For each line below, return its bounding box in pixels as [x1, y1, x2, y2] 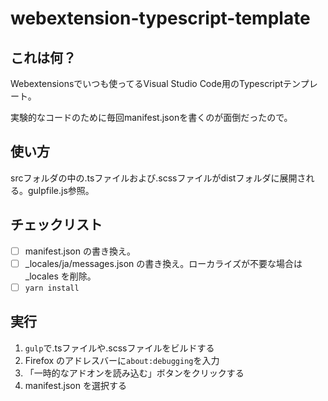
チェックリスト [10, 217, 103, 234]
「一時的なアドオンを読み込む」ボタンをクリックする [24, 367, 245, 379]
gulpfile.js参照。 [27, 184, 95, 196]
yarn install [24, 283, 80, 293]
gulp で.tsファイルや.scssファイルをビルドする [24, 342, 215, 354]
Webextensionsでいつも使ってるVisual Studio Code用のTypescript [10, 78, 284, 89]
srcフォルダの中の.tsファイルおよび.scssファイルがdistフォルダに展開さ [10, 172, 307, 184]
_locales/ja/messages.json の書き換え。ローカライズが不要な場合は [24, 257, 303, 269]
